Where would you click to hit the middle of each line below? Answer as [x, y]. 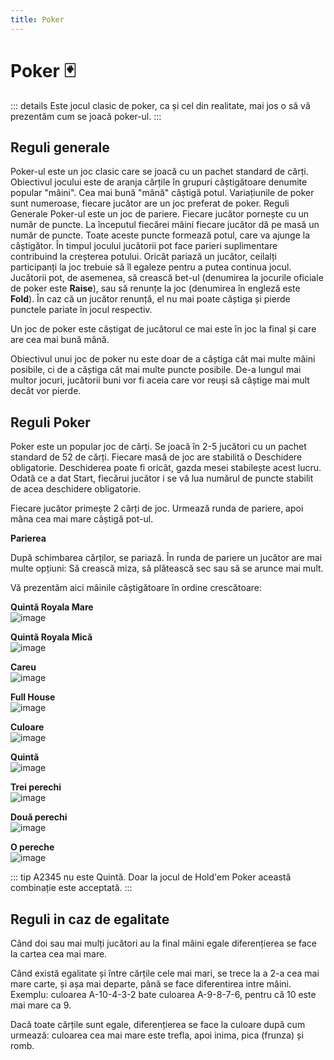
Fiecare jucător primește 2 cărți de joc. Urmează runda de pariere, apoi [157, 508]
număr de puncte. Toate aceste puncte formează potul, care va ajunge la [160, 235]
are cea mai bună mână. [60, 340]
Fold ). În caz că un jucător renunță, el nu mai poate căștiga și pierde [150, 299]
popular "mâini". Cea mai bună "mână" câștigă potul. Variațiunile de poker [162, 193]
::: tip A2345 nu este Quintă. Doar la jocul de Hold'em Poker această [151, 877]
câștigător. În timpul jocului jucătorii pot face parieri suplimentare [144, 246]
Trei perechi [36, 787]
